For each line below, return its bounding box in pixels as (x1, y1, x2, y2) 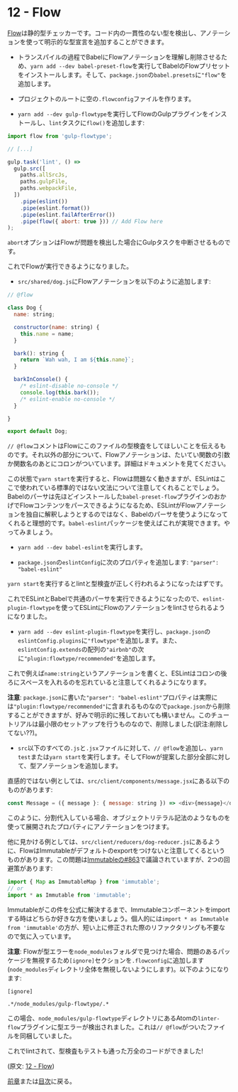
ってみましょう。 (7, 528, 57, 537)
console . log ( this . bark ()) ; (20, 389, 100, 396)
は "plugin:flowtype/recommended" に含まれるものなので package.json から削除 (7, 702, 231, 711)
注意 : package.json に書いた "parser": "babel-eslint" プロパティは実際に (7, 693, 218, 702)
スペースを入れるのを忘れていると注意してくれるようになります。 (19, 678, 210, 687)
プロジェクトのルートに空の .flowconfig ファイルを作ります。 (17, 94, 195, 103)
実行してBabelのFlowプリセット (137, 61, 230, 70)
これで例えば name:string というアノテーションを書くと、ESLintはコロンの (7, 669, 221, 678)
